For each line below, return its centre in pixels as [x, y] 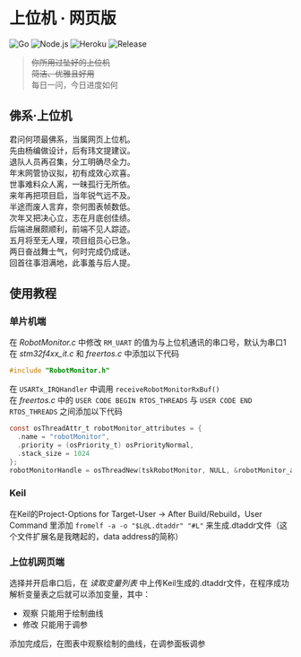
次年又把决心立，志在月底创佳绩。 [72, 217]
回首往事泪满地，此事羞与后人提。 [72, 262]
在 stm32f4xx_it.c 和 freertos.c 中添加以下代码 [94, 354]
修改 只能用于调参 [55, 625]
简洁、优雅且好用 [63, 74]
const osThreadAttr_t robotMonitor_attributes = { [106, 429]
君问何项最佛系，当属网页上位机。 [72, 139]
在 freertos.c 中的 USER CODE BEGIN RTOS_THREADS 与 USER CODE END [131, 400]
